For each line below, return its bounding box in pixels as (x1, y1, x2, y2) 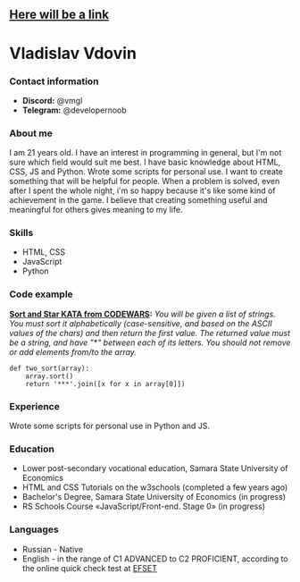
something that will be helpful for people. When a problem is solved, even (9, 176, 280, 187)
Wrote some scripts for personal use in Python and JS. (9, 420, 211, 432)
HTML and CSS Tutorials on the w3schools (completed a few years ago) (21, 482, 288, 493)
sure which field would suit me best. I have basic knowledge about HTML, (9, 156, 281, 168)
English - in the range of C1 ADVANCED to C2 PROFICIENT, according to (21, 553, 288, 564)
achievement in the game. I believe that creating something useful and (9, 195, 268, 206)
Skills (9, 227, 34, 240)
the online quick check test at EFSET (21, 562, 158, 573)
